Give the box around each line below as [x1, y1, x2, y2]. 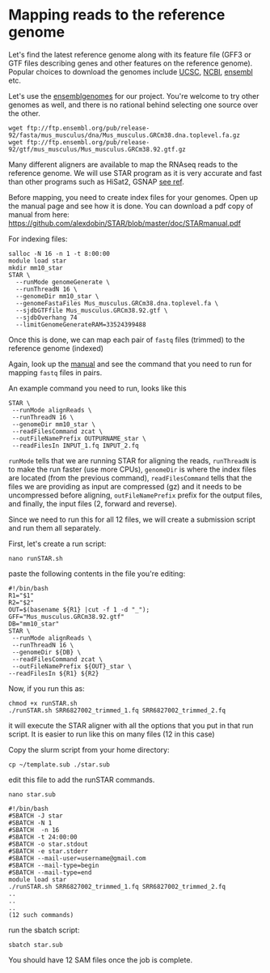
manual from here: [8, 209, 70, 220]
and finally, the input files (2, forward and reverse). [8, 498, 178, 508]
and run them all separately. [8, 523, 101, 532]
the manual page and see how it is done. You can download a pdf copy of [8, 201, 254, 211]
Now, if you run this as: [8, 683, 85, 693]
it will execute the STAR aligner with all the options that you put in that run [8, 720, 254, 730]
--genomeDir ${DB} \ [11, 648, 82, 656]
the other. [8, 108, 40, 118]
